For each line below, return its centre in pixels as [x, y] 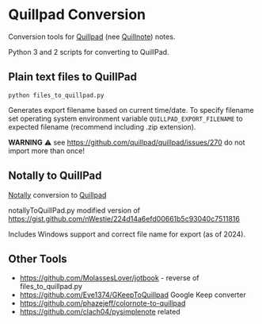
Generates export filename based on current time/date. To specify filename [131, 110]
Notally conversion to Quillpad [57, 195]
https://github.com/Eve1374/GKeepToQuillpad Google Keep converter [133, 295]
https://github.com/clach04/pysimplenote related [100, 312]
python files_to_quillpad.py [56, 95]
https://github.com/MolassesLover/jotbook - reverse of [109, 278]
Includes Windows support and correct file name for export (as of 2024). [127, 234]
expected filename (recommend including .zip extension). [102, 127]
